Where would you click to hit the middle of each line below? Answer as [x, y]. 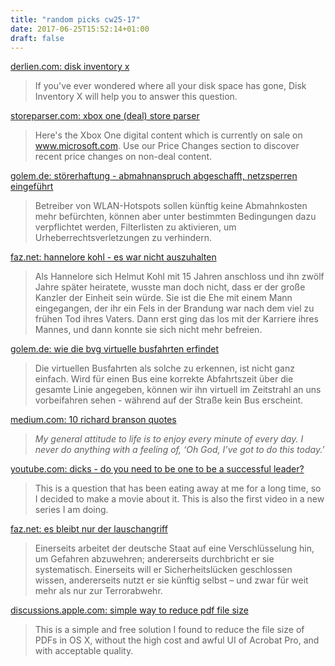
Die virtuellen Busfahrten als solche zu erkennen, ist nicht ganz [164, 368]
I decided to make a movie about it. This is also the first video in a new [179, 499]
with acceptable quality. [84, 651]
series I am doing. [71, 510]
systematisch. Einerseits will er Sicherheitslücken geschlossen [163, 570]
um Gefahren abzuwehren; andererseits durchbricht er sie [154, 559]
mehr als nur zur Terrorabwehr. [98, 591]
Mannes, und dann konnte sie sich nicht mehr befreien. [148, 330]
